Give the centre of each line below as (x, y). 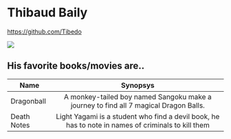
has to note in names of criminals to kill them (137, 125)
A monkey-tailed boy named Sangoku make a (137, 97)
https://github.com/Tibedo (45, 31)
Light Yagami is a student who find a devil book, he (138, 116)
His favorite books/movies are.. (76, 66)
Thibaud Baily (47, 13)
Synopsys (138, 85)
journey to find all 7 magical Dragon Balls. (137, 105)
